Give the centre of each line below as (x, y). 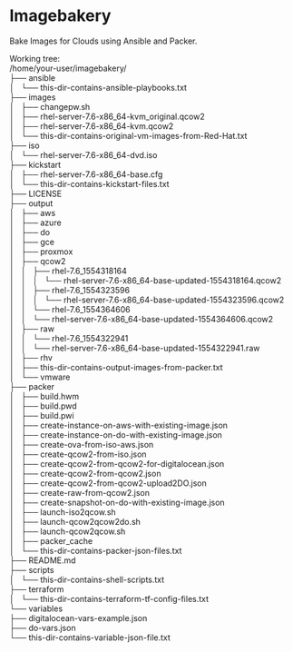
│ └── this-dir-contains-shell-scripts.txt (87, 579)
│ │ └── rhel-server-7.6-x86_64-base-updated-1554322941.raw (135, 348)
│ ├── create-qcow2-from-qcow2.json (85, 473)
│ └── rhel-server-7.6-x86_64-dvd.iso (83, 154)
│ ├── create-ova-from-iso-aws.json (82, 444)
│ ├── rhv (31, 357)
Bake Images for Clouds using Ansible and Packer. (103, 41)
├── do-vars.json (43, 627)
